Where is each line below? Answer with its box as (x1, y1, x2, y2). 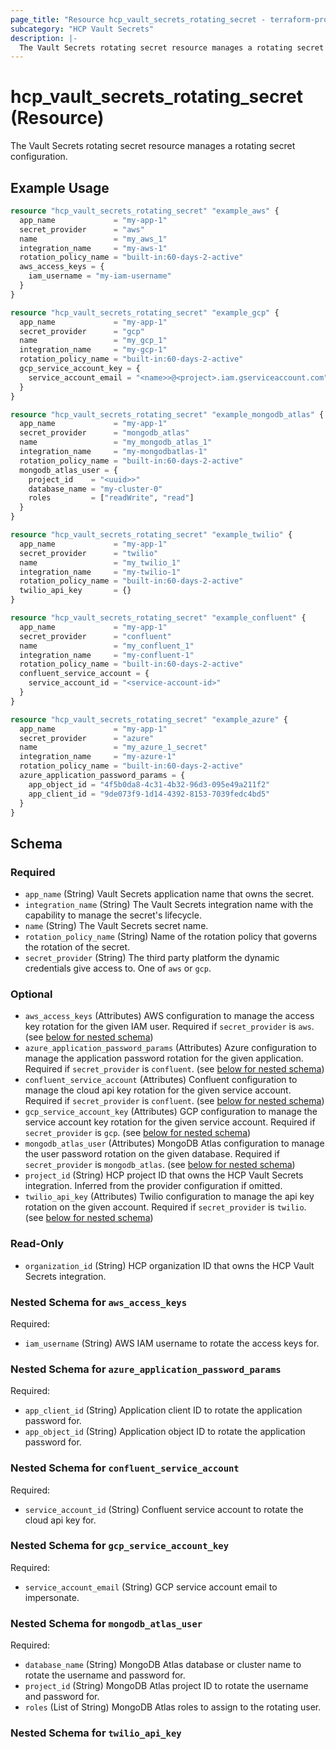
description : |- (10, 33, 78, 43)
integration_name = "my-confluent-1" (19, 650, 195, 660)
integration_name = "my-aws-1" (19, 243, 168, 253)
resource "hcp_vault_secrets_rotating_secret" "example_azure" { (10, 714, 288, 725)
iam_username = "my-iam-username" (28, 271, 172, 281)
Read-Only (10, 1237, 65, 1251)
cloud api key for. (24, 1514, 97, 1526)
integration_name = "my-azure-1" (19, 752, 177, 762)
